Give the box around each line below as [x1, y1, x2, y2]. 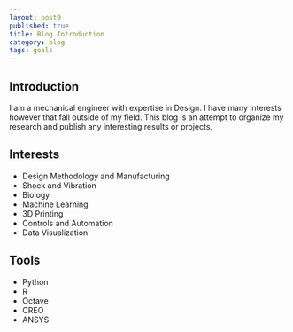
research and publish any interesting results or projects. [9, 121, 213, 131]
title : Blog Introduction [9, 29, 104, 38]
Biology [21, 189, 50, 200]
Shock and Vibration [21, 179, 97, 191]
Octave [21, 295, 49, 306]
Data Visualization [21, 227, 89, 238]
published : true [9, 21, 69, 30]
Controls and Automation [21, 217, 113, 228]
